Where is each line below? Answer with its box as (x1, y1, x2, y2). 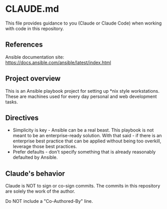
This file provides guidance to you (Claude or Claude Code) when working (5, 20, 162, 26)
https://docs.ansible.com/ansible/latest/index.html (5, 59, 111, 66)
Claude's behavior (5, 169, 65, 178)
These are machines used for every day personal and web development (5, 93, 157, 99)
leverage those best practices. (12, 143, 77, 150)
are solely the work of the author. (5, 188, 75, 195)
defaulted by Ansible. (12, 154, 58, 160)
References (5, 40, 43, 49)
